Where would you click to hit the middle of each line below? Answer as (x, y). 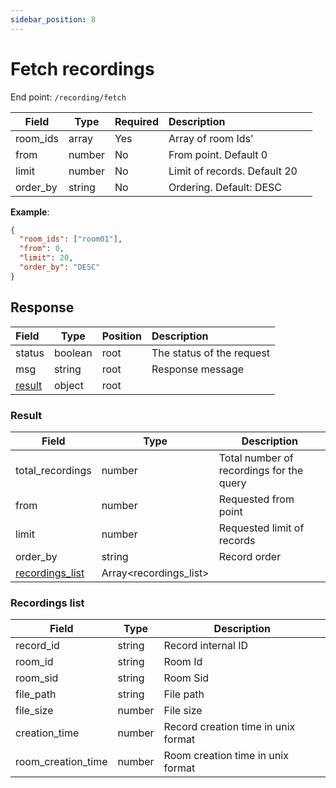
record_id (37, 646)
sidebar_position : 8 (53, 19)
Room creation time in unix (226, 756)
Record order (250, 556)
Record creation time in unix (229, 727)
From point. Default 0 (218, 154)
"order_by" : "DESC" (60, 267)
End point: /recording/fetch (68, 97)
